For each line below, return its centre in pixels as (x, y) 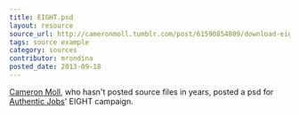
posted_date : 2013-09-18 (55, 67)
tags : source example (49, 42)
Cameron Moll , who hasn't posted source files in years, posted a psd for (141, 92)
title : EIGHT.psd (41, 17)
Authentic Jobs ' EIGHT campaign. (71, 101)
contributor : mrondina (51, 58)
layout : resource (41, 26)
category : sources (43, 50)
